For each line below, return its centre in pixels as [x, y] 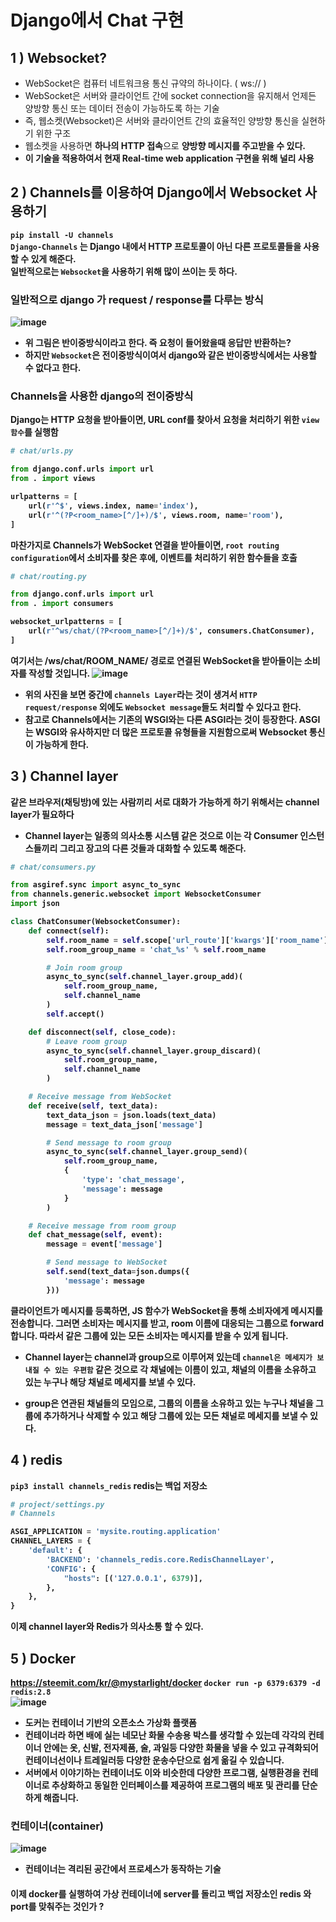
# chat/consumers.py [53, 867]
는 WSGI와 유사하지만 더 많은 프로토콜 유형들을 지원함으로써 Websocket [166, 732]
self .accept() [75, 1014]
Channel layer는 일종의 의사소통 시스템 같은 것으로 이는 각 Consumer [161, 835]
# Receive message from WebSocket [100, 1097]
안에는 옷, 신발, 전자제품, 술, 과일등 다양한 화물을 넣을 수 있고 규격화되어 [181, 1747]
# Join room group [84, 967]
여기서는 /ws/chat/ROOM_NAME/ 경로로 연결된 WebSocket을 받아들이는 [156, 660]
